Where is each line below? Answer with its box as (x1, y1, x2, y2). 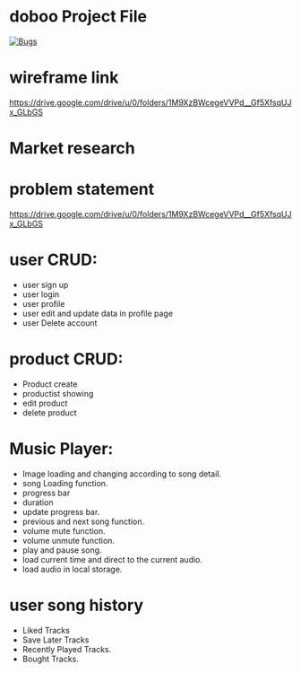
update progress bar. (21, 506, 100, 517)
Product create (21, 379, 78, 389)
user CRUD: (9, 249, 98, 270)
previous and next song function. (21, 516, 145, 527)
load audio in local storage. (21, 564, 123, 574)
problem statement (9, 179, 155, 199)
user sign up (21, 279, 69, 290)
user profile (21, 298, 65, 309)
